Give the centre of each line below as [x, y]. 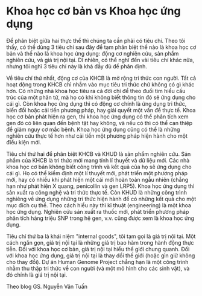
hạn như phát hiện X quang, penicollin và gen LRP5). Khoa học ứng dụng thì [100, 186]
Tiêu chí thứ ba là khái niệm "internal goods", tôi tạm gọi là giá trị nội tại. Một [101, 236]
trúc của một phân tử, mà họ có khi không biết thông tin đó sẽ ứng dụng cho [101, 97]
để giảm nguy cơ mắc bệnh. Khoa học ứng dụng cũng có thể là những [93, 129]
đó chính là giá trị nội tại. [37, 275]
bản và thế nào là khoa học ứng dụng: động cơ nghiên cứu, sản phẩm [93, 53]
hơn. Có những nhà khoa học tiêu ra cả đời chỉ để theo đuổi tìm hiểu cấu [96, 91]
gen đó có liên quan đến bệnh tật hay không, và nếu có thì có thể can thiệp [99, 123]
